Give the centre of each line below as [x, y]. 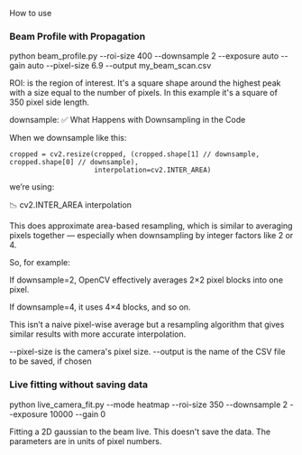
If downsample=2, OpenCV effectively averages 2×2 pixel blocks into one [146, 280]
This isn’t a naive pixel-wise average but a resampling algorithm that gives [147, 325]
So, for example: [40, 263]
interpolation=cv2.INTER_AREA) [153, 171]
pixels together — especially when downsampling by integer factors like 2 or [151, 236]
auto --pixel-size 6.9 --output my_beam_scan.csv [119, 66]
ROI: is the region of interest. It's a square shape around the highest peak [145, 83]
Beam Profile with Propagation [78, 36]
